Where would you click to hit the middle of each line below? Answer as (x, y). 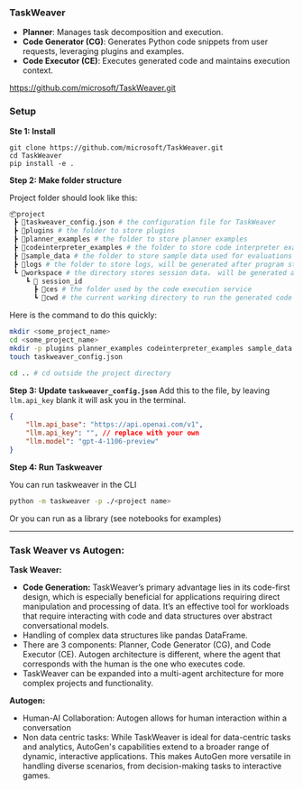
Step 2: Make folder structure (66, 180)
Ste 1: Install (32, 131)
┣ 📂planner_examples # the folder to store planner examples (130, 239)
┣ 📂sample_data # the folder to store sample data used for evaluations (153, 256)
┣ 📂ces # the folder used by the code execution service (142, 289)
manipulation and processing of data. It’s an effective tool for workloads (156, 607)
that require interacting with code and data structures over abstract (147, 616)
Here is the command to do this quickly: (83, 315)
